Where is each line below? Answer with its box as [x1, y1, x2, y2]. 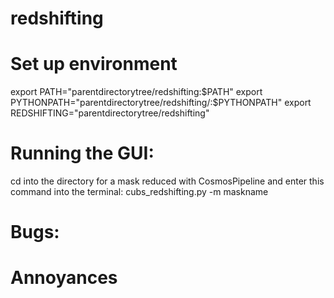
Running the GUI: [10, 142, 155, 165]
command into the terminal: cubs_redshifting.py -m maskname [10, 186, 269, 198]
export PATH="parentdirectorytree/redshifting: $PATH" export [10, 86, 263, 98]
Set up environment [10, 53, 178, 76]
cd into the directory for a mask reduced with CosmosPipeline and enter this [10, 175, 325, 187]
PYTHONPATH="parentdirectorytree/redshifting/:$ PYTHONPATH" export [10, 97, 312, 109]
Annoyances [10, 267, 118, 289]
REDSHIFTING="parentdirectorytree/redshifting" [10, 107, 210, 119]
